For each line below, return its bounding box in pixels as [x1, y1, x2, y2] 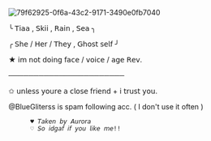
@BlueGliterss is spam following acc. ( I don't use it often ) [8, 102, 205, 111]
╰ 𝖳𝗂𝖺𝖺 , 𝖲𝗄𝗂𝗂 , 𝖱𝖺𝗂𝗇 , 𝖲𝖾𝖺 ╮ [8, 23, 96, 32]
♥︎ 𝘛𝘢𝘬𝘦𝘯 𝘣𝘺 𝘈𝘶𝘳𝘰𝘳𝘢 [29, 117, 92, 126]
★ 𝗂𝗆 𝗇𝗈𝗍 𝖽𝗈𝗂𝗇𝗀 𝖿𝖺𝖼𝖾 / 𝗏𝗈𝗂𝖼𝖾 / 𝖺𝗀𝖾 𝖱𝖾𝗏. [8, 55, 143, 64]
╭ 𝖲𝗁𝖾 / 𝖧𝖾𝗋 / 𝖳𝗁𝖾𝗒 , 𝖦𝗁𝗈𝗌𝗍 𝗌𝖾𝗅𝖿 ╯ [8, 39, 119, 49]
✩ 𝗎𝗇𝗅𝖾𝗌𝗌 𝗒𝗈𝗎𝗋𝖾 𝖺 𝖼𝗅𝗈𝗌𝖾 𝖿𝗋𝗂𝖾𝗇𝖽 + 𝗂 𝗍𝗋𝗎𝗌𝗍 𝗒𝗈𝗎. [8, 86, 158, 96]
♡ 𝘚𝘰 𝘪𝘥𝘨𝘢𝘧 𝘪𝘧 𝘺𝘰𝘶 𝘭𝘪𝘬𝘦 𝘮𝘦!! [29, 125, 122, 133]
